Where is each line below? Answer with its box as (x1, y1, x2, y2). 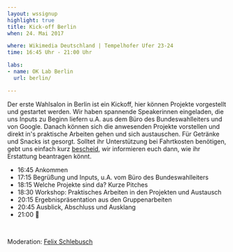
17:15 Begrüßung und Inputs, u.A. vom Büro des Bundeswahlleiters (17, 173, 209, 181)
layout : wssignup (7, 10, 58, 17)
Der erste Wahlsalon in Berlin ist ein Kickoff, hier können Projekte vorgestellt (7, 99, 227, 108)
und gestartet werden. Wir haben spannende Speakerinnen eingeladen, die (7, 107, 224, 115)
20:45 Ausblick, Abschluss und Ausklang (17, 202, 136, 211)
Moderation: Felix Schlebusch (7, 237, 93, 246)
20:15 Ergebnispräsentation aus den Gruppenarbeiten (17, 195, 172, 204)
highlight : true (7, 17, 55, 24)
